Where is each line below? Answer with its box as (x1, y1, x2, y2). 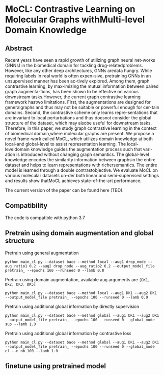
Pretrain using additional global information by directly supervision (5, 303, 139, 309)
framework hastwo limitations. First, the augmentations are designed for (5, 99, 151, 105)
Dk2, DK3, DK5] (5, 282, 36, 287)
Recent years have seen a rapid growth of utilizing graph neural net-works (5, 57, 156, 63)
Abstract (5, 44, 33, 52)
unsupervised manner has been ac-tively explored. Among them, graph (5, 78, 150, 84)
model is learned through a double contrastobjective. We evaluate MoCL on (5, 167, 158, 173)
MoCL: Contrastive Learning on (5, 3, 136, 15)
